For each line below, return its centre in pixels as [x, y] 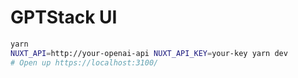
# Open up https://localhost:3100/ [84, 62]
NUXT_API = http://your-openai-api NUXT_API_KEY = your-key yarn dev [149, 53]
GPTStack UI [64, 17]
